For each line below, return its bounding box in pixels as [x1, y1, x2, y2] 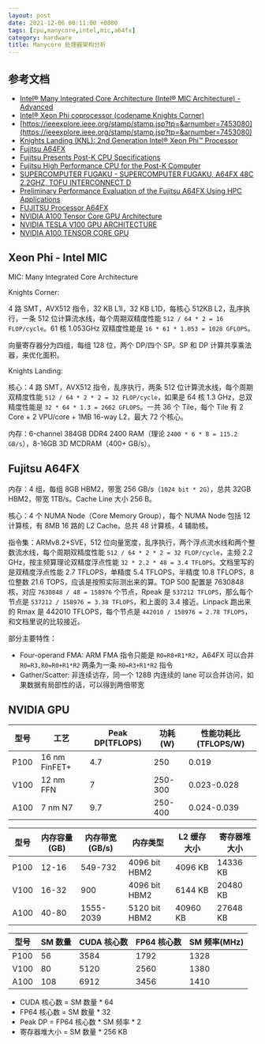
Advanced [19, 102, 54, 112]
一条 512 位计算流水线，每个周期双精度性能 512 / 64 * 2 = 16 [21, 313, 224, 323]
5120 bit [128, 902, 161, 913]
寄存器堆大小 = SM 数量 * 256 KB [19, 1027, 128, 1037]
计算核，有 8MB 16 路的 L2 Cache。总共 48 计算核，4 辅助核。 [8, 520, 213, 530]
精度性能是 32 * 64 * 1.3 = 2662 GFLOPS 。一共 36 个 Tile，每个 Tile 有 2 [8, 402, 244, 411]
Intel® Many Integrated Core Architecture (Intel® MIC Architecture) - [19, 93, 241, 103]
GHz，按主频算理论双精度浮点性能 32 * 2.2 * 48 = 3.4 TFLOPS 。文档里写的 [8, 557, 255, 566]
